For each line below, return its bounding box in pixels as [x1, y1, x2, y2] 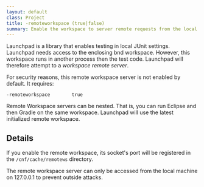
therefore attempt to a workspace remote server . [6, 62, 129, 69]
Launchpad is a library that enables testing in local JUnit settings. [6, 42, 171, 50]
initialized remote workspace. [6, 115, 80, 123]
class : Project [6, 15, 45, 21]
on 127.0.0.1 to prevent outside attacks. [6, 174, 104, 181]
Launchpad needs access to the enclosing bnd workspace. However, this [6, 49, 191, 56]
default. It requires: [6, 80, 54, 87]
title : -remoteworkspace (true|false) [6, 20, 105, 26]
